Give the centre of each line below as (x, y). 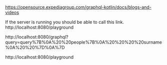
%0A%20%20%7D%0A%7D (35, 47)
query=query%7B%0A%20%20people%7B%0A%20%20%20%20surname (84, 42)
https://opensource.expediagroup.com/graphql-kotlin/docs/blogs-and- (78, 7)
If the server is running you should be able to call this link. (64, 22)
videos (12, 12)
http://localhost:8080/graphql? (37, 37)
